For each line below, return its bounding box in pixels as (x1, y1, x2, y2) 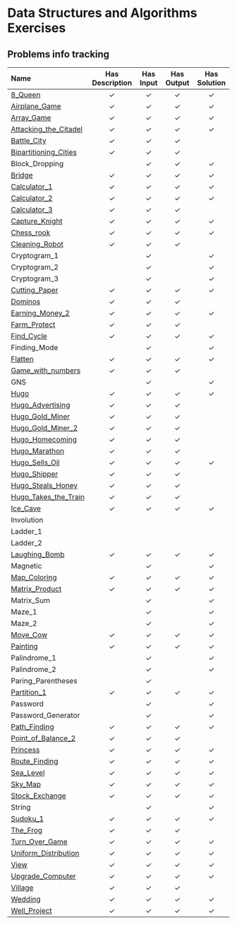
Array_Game (11, 113, 51, 122)
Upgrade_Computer (11, 871, 76, 881)
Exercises (7, 20, 66, 36)
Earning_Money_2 (11, 308, 71, 318)
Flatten (11, 354, 34, 363)
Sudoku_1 (11, 814, 44, 823)
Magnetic (11, 561, 42, 571)
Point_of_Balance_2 (11, 733, 76, 743)
